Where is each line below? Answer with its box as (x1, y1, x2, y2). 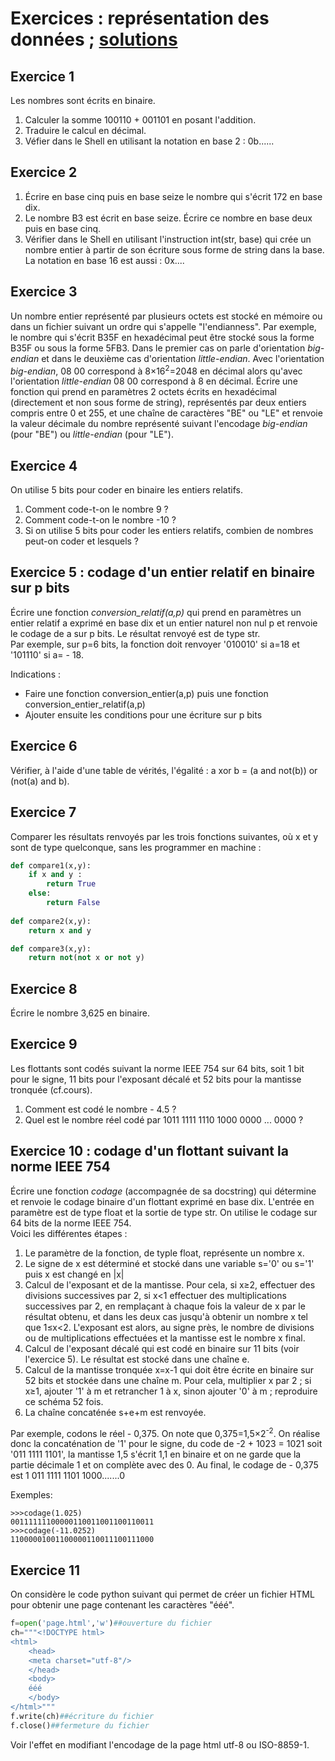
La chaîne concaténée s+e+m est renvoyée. (24, 1406, 207, 1418)
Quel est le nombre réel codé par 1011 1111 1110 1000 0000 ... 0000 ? (24, 1113, 304, 1126)
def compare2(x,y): (10, 916, 92, 926)
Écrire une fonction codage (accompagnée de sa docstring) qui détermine (10, 1185, 317, 1197)
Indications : (10, 668, 61, 680)
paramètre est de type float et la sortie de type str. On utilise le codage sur (10, 1206, 318, 1218)
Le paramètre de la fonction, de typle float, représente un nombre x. (24, 1247, 305, 1259)
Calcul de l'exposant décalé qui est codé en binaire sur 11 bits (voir (24, 1342, 300, 1354)
